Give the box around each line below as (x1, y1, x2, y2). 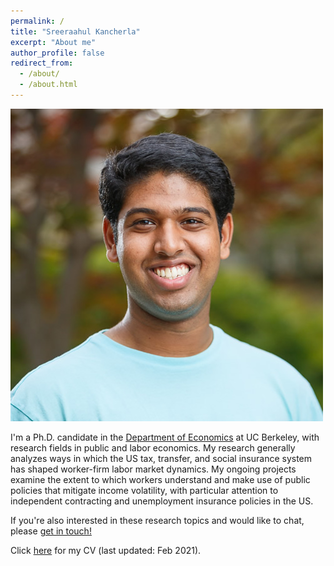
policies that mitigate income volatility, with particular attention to (10, 484, 279, 496)
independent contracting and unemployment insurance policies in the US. (10, 495, 314, 507)
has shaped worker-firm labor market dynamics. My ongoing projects (10, 463, 297, 475)
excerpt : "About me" (10, 37, 97, 47)
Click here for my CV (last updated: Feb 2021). (10, 544, 202, 556)
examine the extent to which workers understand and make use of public (10, 473, 311, 485)
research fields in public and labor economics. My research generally (10, 441, 296, 454)
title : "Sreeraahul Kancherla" (10, 26, 141, 37)
